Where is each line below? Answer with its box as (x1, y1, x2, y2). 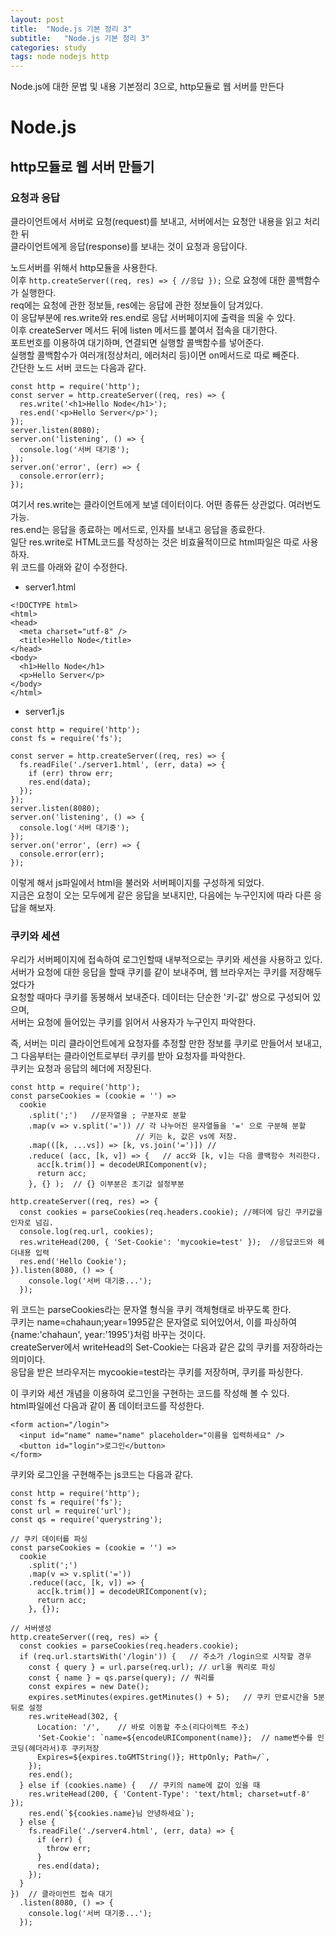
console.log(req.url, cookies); (19, 1227, 155, 1237)
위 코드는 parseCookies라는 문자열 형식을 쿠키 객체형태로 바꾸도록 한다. (10, 1304, 292, 1316)
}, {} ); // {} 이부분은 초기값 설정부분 (28, 1179, 185, 1190)
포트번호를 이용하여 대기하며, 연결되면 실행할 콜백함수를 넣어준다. (10, 337, 265, 348)
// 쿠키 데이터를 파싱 (10, 1534, 88, 1545)
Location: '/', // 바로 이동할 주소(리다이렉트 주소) (36, 1722, 250, 1733)
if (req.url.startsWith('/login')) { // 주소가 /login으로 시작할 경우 (19, 1652, 312, 1662)
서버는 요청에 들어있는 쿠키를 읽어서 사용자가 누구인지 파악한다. (10, 1016, 257, 1028)
